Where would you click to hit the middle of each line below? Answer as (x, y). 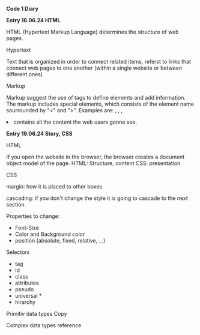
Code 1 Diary (23, 9)
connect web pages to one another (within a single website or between (94, 68)
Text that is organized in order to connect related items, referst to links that (98, 62)
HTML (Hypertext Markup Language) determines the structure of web (92, 32)
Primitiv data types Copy (37, 314)
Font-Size (27, 228)
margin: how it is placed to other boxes (54, 186)
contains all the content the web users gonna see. (76, 122)
